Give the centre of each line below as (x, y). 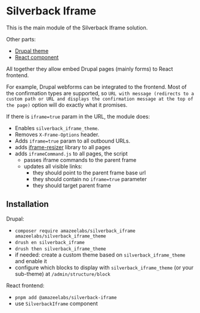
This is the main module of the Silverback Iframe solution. (77, 28)
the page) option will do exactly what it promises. (67, 105)
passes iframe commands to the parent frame (80, 159)
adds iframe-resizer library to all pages (63, 147)
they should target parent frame (72, 185)
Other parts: (21, 39)
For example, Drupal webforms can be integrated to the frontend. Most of (96, 87)
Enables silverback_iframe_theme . (57, 128)
